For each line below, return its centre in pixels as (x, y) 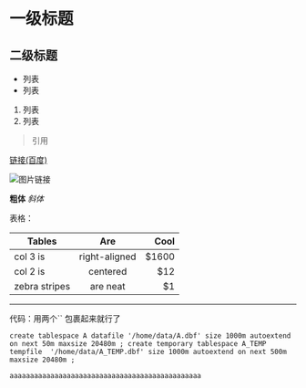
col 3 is (30, 257)
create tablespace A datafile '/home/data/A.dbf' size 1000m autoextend (150, 336)
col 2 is (30, 272)
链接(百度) (29, 160)
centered (107, 272)
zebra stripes (42, 286)
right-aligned (107, 257)
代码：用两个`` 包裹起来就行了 (65, 319)
